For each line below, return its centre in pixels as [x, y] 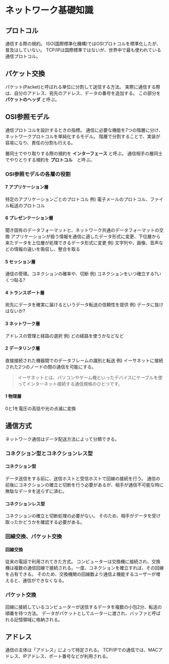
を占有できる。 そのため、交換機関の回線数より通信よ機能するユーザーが [81, 574]
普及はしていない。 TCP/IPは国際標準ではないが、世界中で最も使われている [83, 50]
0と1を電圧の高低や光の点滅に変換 [41, 408]
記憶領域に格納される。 [38, 620]
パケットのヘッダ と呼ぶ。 [32, 99]
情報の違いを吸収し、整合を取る [47, 249]
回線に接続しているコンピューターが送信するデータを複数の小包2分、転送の [84, 607]
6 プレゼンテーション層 [29, 218]
